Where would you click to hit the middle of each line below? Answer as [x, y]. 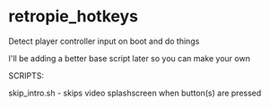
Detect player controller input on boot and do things [104, 41]
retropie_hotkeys [73, 16]
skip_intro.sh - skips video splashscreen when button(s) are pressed [135, 93]
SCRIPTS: [26, 75]
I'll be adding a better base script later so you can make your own [129, 58]
